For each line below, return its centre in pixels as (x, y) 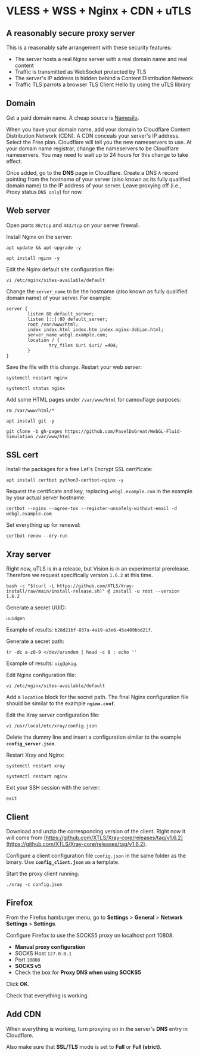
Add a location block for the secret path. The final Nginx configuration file (97, 697)
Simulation (20, 436)
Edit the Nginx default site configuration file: (60, 269)
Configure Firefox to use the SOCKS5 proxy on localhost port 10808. (90, 935)
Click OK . (18, 984)
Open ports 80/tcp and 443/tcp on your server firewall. (73, 225)
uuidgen (16, 619)
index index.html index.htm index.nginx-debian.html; (96, 330)
